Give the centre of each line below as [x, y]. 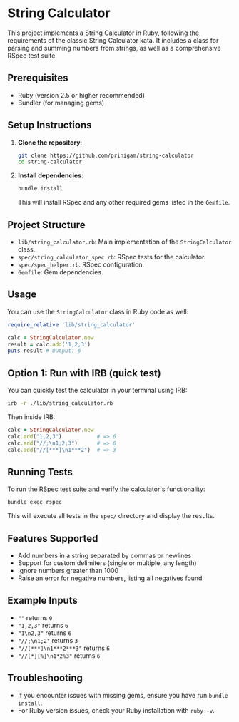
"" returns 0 [35, 617]
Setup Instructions [50, 125]
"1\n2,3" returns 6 [45, 633]
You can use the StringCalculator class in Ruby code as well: [98, 311]
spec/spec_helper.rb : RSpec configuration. [81, 264]
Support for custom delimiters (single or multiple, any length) [107, 563]
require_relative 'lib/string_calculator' [71, 325]
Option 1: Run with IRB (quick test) [85, 373]
